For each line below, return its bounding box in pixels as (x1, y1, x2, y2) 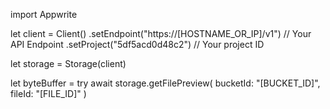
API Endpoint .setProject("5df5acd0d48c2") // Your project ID (10, 39, 265, 50)
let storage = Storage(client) (10, 58, 127, 69)
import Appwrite (10, 9, 78, 20)
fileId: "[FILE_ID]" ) (10, 88, 87, 99)
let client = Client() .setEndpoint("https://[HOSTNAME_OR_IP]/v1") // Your (10, 28, 312, 39)
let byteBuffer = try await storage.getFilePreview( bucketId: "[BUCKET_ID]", (10, 77, 321, 89)
